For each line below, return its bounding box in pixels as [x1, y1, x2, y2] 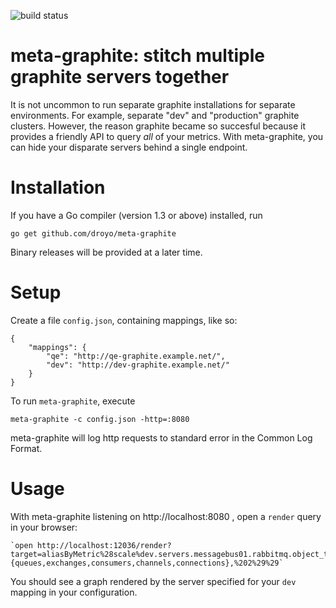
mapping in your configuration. [10, 586, 138, 598]
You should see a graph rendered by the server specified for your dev [10, 575, 297, 587]
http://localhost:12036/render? [36, 540, 172, 550]
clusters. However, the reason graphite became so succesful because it [10, 120, 306, 132]
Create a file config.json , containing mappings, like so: [10, 314, 238, 326]
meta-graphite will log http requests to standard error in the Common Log [10, 431, 313, 444]
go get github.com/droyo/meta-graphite [10, 228, 177, 239]
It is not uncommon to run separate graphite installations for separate [10, 98, 296, 110]
